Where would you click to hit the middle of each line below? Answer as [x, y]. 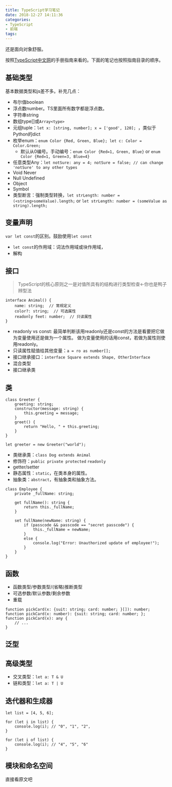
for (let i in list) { [30, 722]
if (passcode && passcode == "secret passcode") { [79, 525]
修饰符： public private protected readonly [59, 461]
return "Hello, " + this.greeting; [62, 427]
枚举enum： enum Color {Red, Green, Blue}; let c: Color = [77, 140]
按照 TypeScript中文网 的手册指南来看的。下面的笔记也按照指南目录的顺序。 [84, 60]
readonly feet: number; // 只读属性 [53, 317]
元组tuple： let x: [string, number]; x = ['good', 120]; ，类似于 [84, 127]
